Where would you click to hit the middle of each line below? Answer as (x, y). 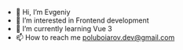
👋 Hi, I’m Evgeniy (43, 12)
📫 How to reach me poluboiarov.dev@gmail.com (95, 37)
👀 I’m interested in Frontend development (82, 20)
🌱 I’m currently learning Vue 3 (64, 29)
